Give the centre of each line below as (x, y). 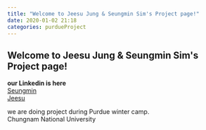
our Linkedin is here (37, 83)
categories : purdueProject (47, 27)
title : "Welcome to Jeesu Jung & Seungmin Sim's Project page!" (103, 14)
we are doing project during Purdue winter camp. (78, 112)
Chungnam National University (52, 119)
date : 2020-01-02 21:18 (42, 20)
